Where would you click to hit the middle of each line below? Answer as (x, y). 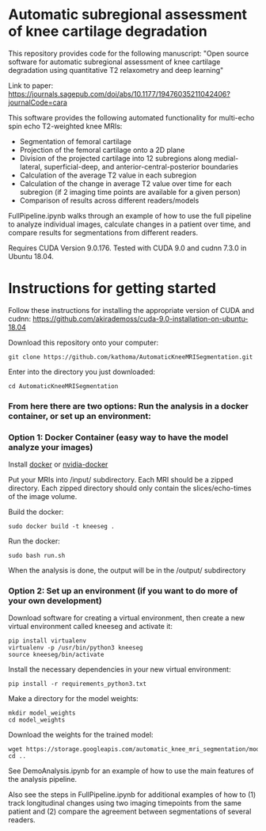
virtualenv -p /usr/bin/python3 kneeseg (76, 648)
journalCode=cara (38, 102)
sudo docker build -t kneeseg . (61, 527)
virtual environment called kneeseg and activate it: (90, 627)
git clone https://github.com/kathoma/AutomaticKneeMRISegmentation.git (131, 357)
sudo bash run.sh (37, 556)
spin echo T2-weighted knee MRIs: (65, 126)
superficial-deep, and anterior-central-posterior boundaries (141, 166)
